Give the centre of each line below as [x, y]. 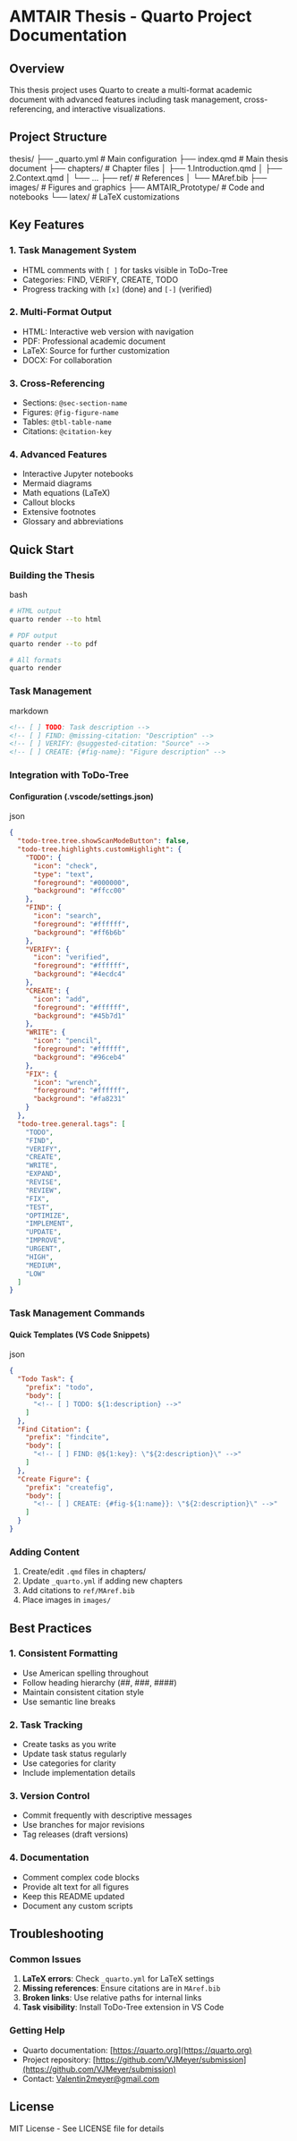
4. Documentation [49, 1857]
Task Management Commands [77, 1313]
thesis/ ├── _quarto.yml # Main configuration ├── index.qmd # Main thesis [149, 158]
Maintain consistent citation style [83, 1692]
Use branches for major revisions [83, 1825]
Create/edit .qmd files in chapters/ [84, 1572]
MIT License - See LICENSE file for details [87, 2128]
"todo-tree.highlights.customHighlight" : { [99, 849]
